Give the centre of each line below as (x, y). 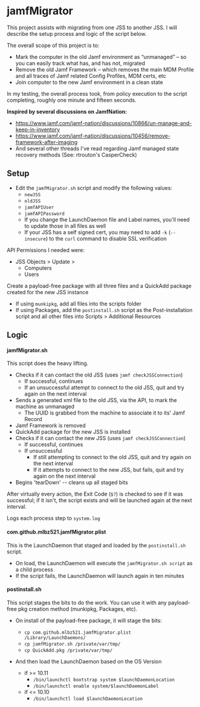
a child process (34, 569)
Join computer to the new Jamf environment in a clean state (89, 82)
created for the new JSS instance (48, 292)
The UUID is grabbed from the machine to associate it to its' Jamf (104, 413)
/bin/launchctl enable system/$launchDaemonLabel (96, 686)
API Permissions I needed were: (46, 250)
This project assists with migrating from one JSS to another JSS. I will (92, 27)
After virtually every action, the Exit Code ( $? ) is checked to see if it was (95, 494)
